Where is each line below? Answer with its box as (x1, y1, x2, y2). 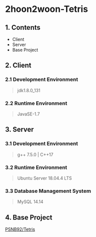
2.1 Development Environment (5, 76, 78, 83)
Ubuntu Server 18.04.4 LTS (17, 175, 72, 181)
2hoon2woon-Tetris (5, 3, 88, 15)
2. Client (5, 61, 32, 70)
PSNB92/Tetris (5, 227, 35, 233)
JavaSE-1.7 (17, 111, 40, 117)
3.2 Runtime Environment (5, 164, 67, 171)
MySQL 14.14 (17, 199, 43, 205)
